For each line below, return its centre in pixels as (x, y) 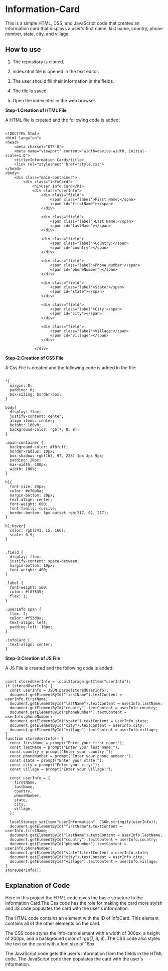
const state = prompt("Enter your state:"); (57, 760)
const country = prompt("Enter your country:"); (61, 752)
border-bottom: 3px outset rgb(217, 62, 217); (59, 513)
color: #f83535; (27, 592)
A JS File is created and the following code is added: (59, 668)
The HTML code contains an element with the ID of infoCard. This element (82, 918)
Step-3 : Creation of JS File (33, 658)
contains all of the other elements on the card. (53, 923)
